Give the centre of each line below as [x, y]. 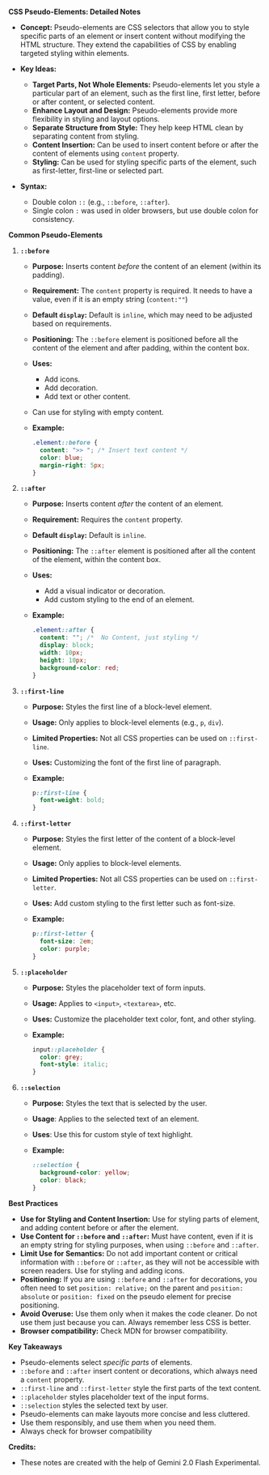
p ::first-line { [59, 793]
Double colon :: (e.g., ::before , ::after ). [101, 202]
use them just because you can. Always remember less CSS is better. [135, 1322]
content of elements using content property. [105, 153]
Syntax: [34, 186]
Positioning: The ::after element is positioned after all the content [144, 551]
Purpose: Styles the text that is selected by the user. [120, 1103]
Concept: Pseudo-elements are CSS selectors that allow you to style [134, 27]
